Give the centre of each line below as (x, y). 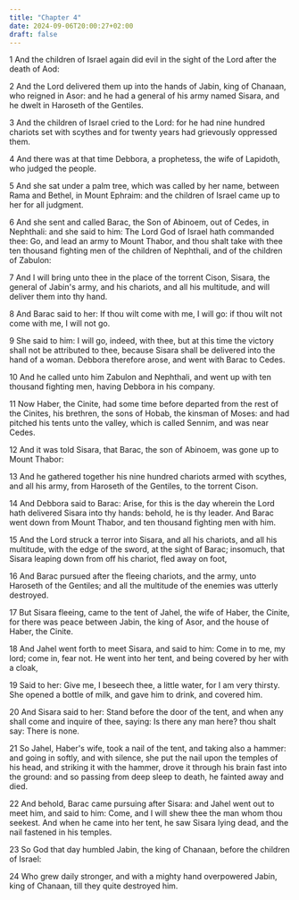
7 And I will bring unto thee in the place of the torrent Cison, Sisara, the (140, 277)
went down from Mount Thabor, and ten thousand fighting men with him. (143, 522)
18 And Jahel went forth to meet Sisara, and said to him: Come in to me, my (147, 649)
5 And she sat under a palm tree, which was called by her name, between (144, 186)
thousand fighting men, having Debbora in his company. (112, 386)
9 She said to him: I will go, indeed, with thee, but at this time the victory (141, 341)
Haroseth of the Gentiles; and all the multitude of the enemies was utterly (144, 586)
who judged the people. (53, 169)
